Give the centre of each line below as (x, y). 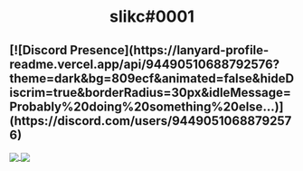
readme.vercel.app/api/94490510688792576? (145, 64)
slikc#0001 (152, 17)
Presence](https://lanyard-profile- (170, 50)
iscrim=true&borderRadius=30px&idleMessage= (150, 92)
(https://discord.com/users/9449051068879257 (151, 121)
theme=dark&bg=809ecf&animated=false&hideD (152, 78)
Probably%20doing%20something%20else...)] (147, 106)
